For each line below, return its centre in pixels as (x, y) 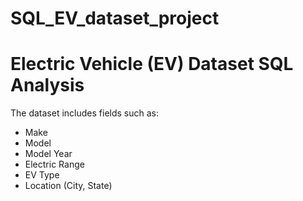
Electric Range (54, 164)
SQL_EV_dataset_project (115, 18)
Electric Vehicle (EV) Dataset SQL (152, 64)
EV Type (42, 175)
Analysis (47, 85)
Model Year (48, 154)
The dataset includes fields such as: (85, 113)
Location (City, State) (68, 186)
